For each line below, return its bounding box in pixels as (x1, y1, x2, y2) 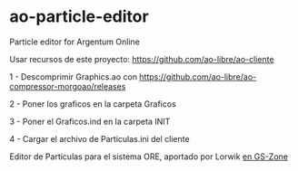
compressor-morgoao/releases (9, 81, 126, 91)
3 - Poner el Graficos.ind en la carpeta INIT (9, 116, 171, 127)
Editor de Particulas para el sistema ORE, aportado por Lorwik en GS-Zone (9, 151, 289, 162)
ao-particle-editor (9, 6, 149, 27)
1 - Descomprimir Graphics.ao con (9, 71, 138, 82)
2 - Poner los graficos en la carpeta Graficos (9, 98, 177, 109)
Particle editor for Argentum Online (9, 36, 141, 47)
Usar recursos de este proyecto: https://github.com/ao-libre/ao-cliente (9, 53, 274, 64)
